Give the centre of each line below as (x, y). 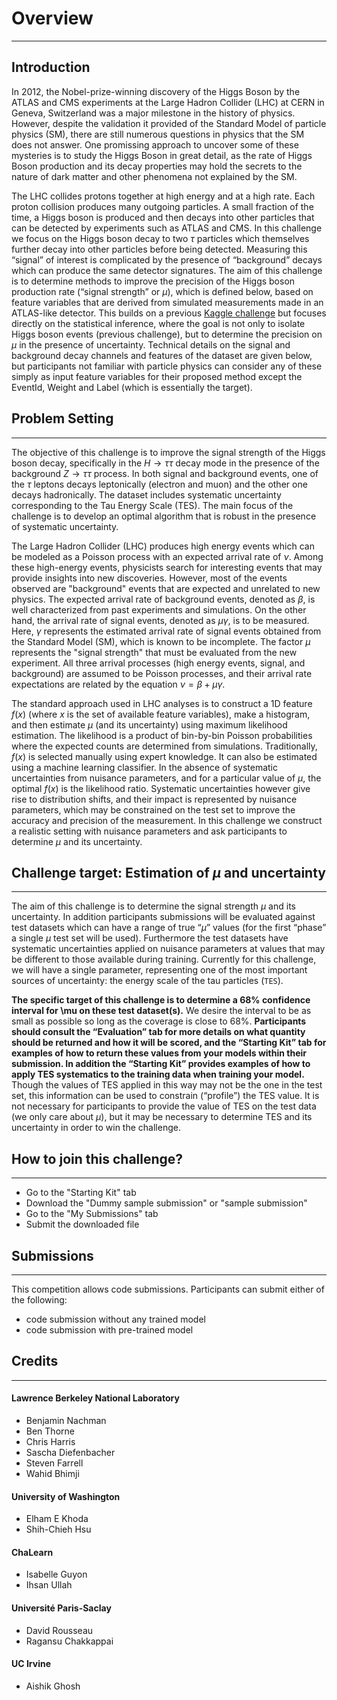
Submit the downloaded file (82, 1224)
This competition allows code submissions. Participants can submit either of (168, 1289)
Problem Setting (62, 418)
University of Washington (66, 1496)
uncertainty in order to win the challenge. (96, 1128)
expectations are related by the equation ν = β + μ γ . (118, 684)
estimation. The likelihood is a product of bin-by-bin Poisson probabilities (162, 735)
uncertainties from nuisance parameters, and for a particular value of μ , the (166, 778)
